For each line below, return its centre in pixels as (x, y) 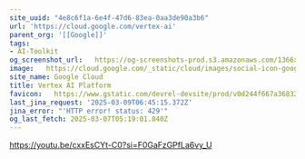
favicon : (26, 94)
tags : (20, 43)
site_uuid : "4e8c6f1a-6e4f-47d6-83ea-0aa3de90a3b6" (109, 18)
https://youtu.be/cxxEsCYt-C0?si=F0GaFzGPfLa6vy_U (111, 145)
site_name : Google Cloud (56, 77)
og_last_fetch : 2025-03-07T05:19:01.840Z (89, 119)
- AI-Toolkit (34, 52)
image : (22, 69)
